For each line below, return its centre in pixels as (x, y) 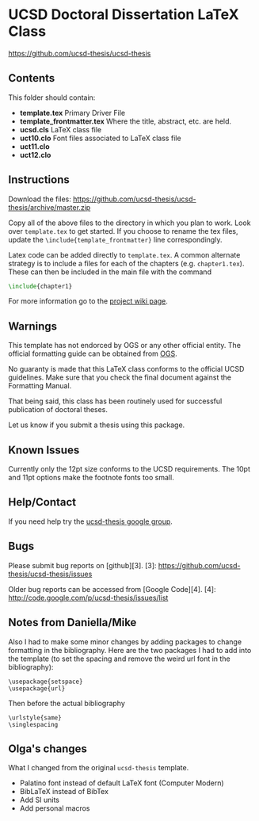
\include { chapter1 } (40, 286)
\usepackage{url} (37, 688)
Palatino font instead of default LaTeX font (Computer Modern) (122, 783)
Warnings (33, 326)
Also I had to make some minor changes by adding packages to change (125, 642)
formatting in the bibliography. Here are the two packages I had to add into (130, 650)
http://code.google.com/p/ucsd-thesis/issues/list (88, 598)
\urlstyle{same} (35, 718)
